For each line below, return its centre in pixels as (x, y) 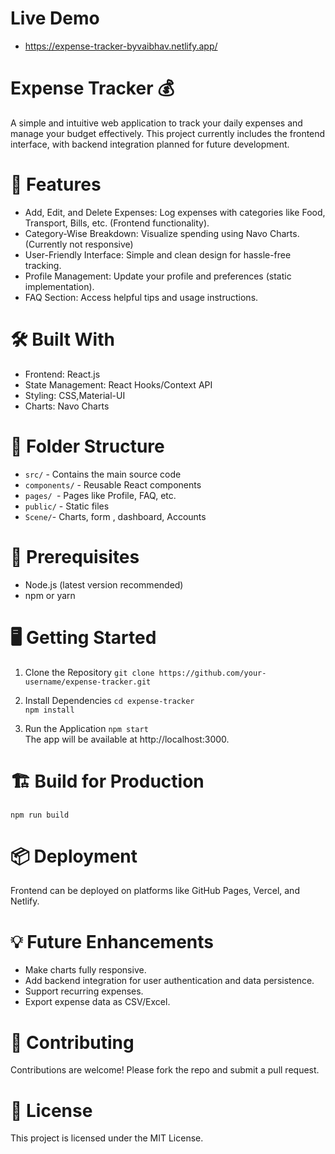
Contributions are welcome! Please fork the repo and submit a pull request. (165, 1070)
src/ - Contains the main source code (103, 474)
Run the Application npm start (86, 728)
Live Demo (55, 18)
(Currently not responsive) (79, 244)
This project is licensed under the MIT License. (107, 1138)
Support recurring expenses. (84, 991)
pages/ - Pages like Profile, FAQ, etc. (100, 495)
